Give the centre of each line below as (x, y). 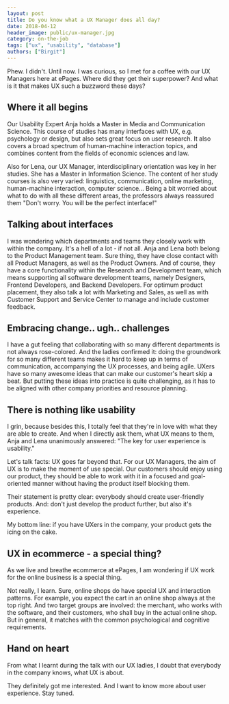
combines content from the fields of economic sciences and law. (98, 153)
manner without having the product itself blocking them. (111, 484)
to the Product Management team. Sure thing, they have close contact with (113, 255)
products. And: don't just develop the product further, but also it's (99, 504)
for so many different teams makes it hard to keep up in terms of (98, 359)
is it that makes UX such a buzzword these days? (76, 86)
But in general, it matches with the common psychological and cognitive (108, 620)
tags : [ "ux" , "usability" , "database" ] (64, 45)
